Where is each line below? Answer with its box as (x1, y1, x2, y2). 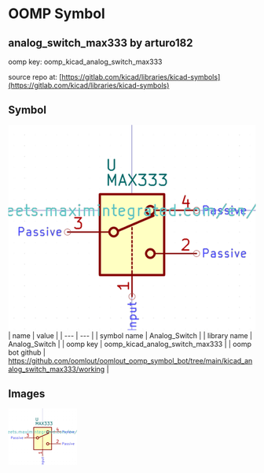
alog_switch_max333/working (8, 364, 105, 374)
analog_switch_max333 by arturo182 (8, 36, 193, 50)
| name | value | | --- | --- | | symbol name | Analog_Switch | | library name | (8, 330, 253, 340)
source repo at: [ (8, 73, 62, 81)
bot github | (8, 348, 46, 357)
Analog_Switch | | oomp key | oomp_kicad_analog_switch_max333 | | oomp (8, 339, 251, 348)
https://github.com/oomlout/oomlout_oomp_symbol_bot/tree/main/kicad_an (8, 356, 253, 365)
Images (8, 387, 46, 400)
